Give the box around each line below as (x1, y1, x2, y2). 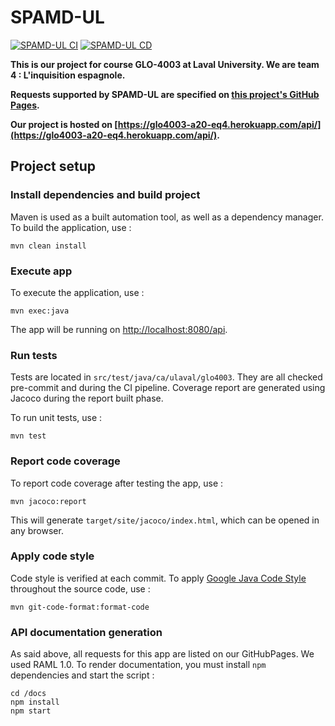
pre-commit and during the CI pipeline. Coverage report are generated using (10, 382, 326, 394)
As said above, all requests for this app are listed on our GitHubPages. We (10, 648, 315, 660)
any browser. (10, 524, 64, 536)
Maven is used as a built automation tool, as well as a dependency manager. (10, 211, 324, 223)
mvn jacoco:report (10, 496, 87, 506)
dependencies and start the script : (10, 669, 155, 681)
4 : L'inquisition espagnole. (10, 69, 126, 81)
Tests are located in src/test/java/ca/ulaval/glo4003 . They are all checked (10, 371, 323, 383)
